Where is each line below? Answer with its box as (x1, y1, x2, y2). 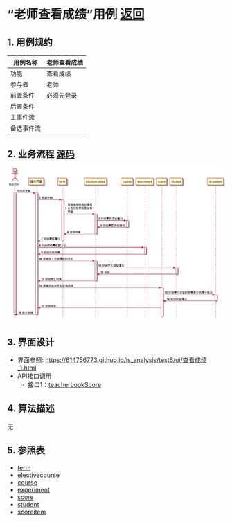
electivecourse (17, 471, 60, 479)
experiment (17, 485, 51, 494)
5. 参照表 (7, 444, 45, 456)
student (17, 500, 39, 508)
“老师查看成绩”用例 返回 (7, 7, 145, 22)
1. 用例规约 (7, 36, 53, 48)
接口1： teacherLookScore (27, 380, 102, 388)
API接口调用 (17, 372, 52, 380)
